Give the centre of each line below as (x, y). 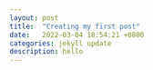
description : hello (46, 52)
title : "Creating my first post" (75, 26)
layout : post (34, 18)
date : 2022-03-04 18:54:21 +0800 (77, 35)
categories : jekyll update (61, 43)
